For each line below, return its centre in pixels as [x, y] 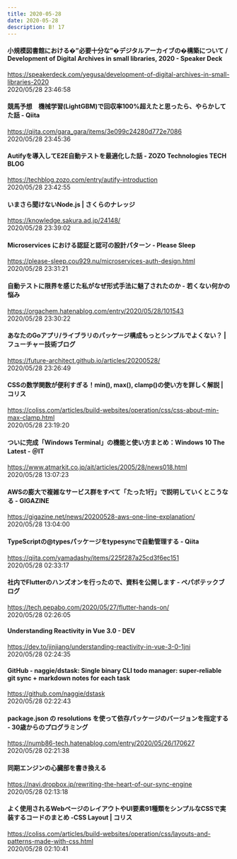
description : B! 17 [36, 27]
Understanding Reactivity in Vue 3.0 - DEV [71, 631]
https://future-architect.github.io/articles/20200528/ [84, 360]
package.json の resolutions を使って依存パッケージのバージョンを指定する [118, 718]
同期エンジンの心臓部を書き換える [57, 768]
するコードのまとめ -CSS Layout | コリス [73, 817]
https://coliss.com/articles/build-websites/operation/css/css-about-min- [113, 410]
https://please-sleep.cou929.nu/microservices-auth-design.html [102, 261]
